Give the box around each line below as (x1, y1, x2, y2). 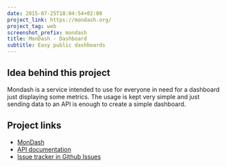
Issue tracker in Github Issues (16, 152, 101, 161)
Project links (7, 120, 62, 131)
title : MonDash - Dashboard (7, 36, 88, 42)
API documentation (16, 145, 72, 153)
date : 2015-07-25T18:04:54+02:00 (7, 10, 103, 17)
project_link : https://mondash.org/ (7, 16, 112, 23)
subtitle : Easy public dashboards (7, 42, 106, 49)
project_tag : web (7, 23, 57, 29)
